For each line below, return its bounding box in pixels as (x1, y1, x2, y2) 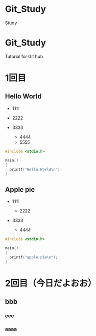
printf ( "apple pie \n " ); (9, 254, 58, 260)
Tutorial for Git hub (5, 53, 43, 59)
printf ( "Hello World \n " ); (9, 167, 63, 172)
